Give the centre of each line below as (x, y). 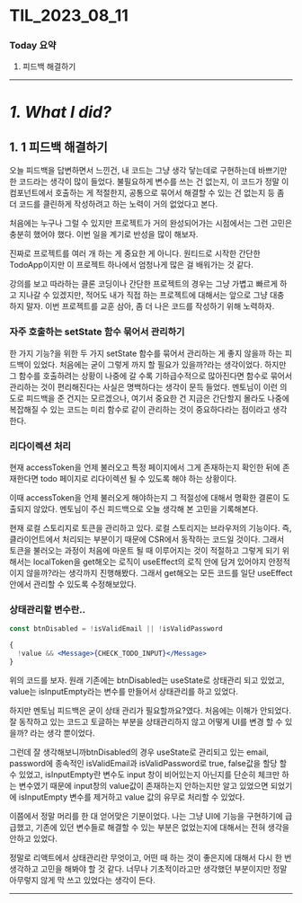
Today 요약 (33, 46)
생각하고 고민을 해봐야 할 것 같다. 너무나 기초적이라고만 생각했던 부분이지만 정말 (148, 869)
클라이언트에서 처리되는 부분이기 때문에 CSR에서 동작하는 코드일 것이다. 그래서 (147, 539)
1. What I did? (61, 112)
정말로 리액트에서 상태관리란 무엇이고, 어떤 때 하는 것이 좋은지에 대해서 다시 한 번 (151, 857)
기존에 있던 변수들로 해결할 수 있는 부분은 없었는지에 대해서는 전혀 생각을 (163, 827)
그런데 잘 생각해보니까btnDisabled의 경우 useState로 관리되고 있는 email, (139, 752)
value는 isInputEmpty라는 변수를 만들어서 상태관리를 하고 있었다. (124, 691)
